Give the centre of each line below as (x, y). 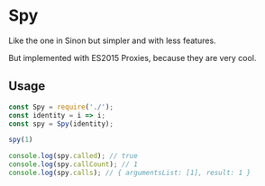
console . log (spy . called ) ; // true (73, 156)
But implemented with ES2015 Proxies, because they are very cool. (132, 58)
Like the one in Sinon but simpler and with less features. (113, 40)
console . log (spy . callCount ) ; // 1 (73, 164)
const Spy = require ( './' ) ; (61, 107)
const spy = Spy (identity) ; (61, 124)
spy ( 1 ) (21, 140)
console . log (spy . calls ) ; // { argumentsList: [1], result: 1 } (130, 173)
